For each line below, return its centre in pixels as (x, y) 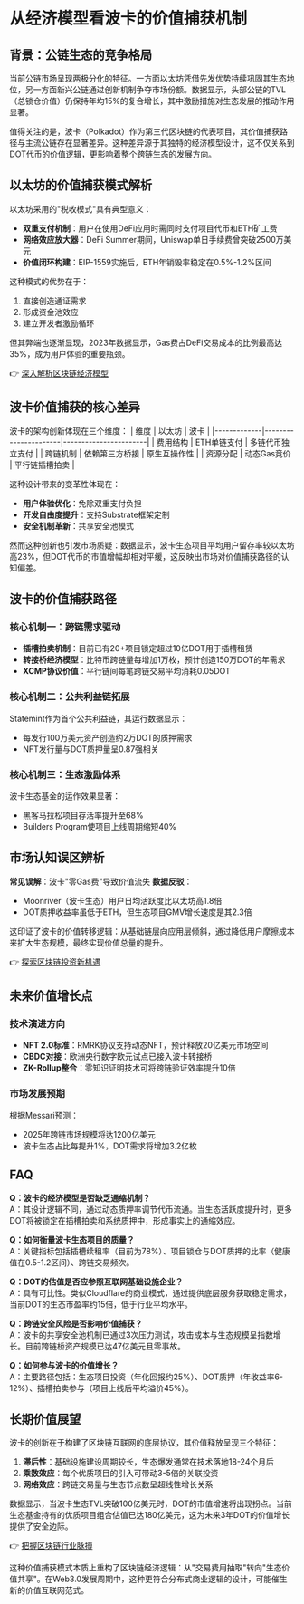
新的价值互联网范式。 (49, 1590)
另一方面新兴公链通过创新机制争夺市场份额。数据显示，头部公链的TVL (156, 90)
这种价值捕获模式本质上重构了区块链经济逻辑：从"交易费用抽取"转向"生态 (146, 1568)
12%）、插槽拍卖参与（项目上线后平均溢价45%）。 (102, 1388)
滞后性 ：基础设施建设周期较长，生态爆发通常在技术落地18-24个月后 (148, 1462)
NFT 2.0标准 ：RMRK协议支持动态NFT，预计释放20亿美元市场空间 (145, 1045)
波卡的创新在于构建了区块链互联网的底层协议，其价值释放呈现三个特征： (144, 1443)
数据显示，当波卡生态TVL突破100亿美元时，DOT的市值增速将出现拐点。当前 (151, 1503)
